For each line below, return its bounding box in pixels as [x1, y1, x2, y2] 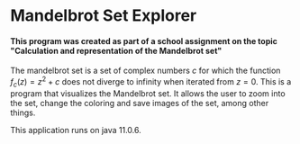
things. [10, 107, 36, 118]
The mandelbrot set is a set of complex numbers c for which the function [10, 65, 281, 76]
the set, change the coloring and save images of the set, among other [10, 97, 269, 108]
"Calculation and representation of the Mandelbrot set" [10, 45, 223, 56]
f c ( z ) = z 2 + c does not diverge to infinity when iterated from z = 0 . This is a [10, 75, 292, 89]
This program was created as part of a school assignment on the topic [10, 35, 277, 46]
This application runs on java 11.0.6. [10, 124, 142, 135]
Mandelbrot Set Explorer [10, 5, 197, 26]
